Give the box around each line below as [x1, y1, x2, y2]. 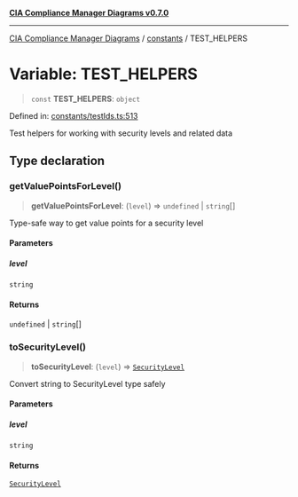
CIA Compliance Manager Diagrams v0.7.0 [9, 8, 169, 18]
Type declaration [9, 154, 105, 169]
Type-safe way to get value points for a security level [9, 217, 204, 228]
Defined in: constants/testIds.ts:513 [9, 110, 138, 121]
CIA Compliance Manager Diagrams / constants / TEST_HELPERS [9, 33, 248, 43]
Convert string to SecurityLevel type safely [9, 378, 166, 389]
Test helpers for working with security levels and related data [9, 128, 233, 138]
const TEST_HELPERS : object [30, 93, 140, 104]
